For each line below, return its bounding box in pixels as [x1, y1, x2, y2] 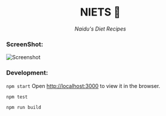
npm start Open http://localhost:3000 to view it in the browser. [6, 82, 161, 89]
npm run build [6, 104, 42, 110]
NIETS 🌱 [79, 5, 121, 19]
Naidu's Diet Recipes [74, 25, 127, 32]
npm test [6, 94, 28, 100]
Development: [6, 69, 48, 77]
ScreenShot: [6, 40, 44, 48]
